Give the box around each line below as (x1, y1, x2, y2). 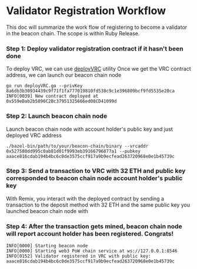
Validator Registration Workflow (6, 4, 166, 18)
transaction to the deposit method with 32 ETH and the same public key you (6, 201, 190, 208)
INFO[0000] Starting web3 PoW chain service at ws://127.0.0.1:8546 (6, 248, 178, 254)
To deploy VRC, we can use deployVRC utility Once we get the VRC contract (6, 65, 191, 72)
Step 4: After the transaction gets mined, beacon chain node (6, 222, 182, 230)
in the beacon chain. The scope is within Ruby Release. (6, 29, 140, 36)
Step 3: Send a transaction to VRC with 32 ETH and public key (6, 167, 186, 175)
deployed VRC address (6, 131, 62, 139)
